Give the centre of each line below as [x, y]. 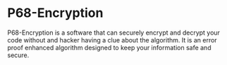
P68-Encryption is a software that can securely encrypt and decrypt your [114, 32]
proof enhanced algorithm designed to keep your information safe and [109, 47]
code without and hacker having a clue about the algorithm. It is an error [112, 40]
